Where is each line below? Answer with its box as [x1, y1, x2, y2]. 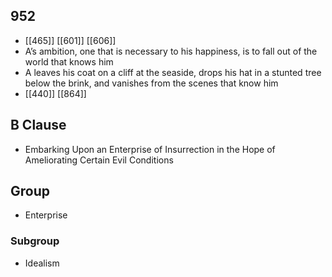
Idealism [24, 257, 60, 269]
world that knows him [24, 55, 114, 68]
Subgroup [10, 234, 60, 248]
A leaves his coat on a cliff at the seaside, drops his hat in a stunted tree [24, 66, 322, 78]
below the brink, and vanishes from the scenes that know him [24, 77, 279, 89]
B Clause [10, 117, 67, 134]
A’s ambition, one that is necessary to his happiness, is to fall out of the [24, 45, 318, 57]
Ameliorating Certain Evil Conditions [24, 154, 174, 166]
